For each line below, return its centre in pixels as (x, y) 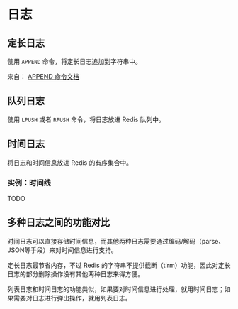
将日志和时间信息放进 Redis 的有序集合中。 (70, 162)
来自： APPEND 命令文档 (44, 76)
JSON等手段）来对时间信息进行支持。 (63, 250)
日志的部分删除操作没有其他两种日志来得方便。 (75, 273)
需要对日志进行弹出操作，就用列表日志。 (72, 298)
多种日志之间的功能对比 (58, 223)
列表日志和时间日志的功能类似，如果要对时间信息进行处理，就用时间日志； (116, 289)
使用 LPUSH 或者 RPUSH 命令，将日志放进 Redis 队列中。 (86, 119)
